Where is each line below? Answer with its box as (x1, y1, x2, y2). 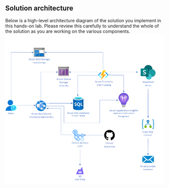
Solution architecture (5, 4, 73, 13)
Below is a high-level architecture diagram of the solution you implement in (5, 17, 161, 23)
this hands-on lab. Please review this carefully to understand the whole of (5, 23, 159, 29)
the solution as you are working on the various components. (5, 28, 131, 34)
